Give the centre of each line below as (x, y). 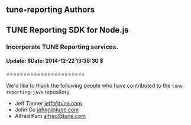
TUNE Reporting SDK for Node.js (67, 30)
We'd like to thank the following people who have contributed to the (88, 85)
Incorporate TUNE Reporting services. (62, 47)
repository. (58, 92)
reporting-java (25, 92)
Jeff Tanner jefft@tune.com (48, 103)
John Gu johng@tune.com (46, 110)
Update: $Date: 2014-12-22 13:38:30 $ (55, 61)
